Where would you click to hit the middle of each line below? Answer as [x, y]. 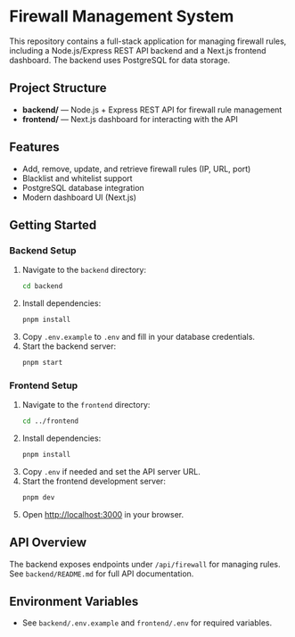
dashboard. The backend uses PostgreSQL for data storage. [119, 60]
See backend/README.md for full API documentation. [102, 574]
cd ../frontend [50, 421]
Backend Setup [43, 250]
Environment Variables [74, 601]
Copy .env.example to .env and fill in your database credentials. [139, 337]
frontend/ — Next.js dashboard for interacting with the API [130, 119]
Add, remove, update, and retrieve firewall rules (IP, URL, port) [136, 169]
